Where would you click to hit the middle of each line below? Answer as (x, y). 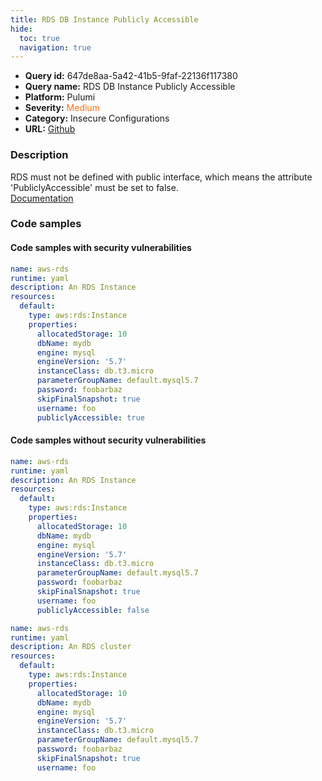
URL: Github (50, 129)
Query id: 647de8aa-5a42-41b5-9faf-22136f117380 (131, 76)
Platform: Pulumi (60, 97)
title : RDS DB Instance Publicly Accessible (104, 19)
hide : (21, 29)
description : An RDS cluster (71, 647)
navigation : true (55, 47)
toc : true (39, 38)
